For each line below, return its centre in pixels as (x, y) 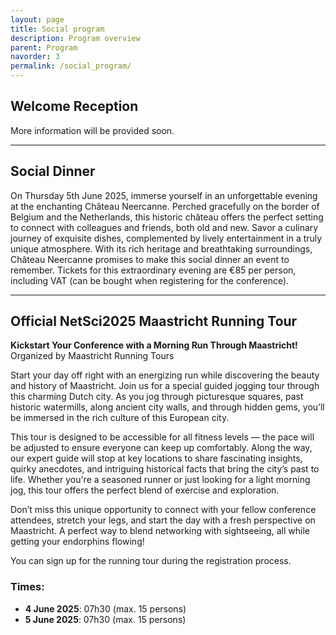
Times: (27, 587)
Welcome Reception (74, 106)
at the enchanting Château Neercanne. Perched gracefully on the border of (165, 206)
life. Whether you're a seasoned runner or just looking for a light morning (160, 480)
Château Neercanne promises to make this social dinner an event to (150, 259)
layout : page (37, 19)
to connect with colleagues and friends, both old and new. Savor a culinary (164, 227)
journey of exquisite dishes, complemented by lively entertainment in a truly (166, 238)
